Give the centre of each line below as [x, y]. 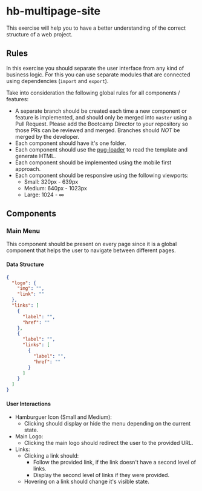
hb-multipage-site [54, 11]
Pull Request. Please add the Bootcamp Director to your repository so [102, 124]
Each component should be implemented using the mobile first [93, 162]
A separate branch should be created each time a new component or [101, 111]
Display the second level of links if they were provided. [101, 475]
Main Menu [23, 231]
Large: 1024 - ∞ [44, 195]
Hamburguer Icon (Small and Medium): [63, 417]
